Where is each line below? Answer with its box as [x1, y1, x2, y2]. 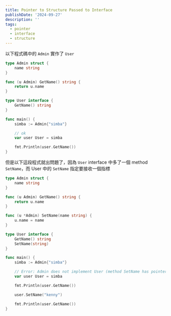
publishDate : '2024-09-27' [5, 12, 63, 17]
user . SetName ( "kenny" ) [14, 292, 63, 297]
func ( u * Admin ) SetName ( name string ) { [5, 213, 93, 218]
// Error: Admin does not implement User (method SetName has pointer [14, 269, 167, 274]
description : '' [5, 17, 40, 22]
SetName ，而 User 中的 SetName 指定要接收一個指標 [5, 166, 110, 171]
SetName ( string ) [14, 241, 49, 246]
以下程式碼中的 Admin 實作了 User [5, 50, 75, 57]
